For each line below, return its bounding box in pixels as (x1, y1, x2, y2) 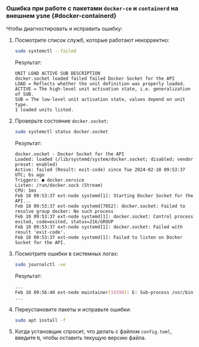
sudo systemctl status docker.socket (14, 129, 109, 135)
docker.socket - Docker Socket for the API (14, 151, 125, 157)
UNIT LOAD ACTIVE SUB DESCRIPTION (14, 70, 100, 77)
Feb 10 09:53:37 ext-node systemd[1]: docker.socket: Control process (14, 214, 194, 220)
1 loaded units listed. (14, 107, 74, 113)
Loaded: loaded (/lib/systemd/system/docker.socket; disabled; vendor (14, 157, 194, 162)
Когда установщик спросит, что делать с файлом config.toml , (14, 328, 172, 335)
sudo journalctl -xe (14, 262, 66, 268)
